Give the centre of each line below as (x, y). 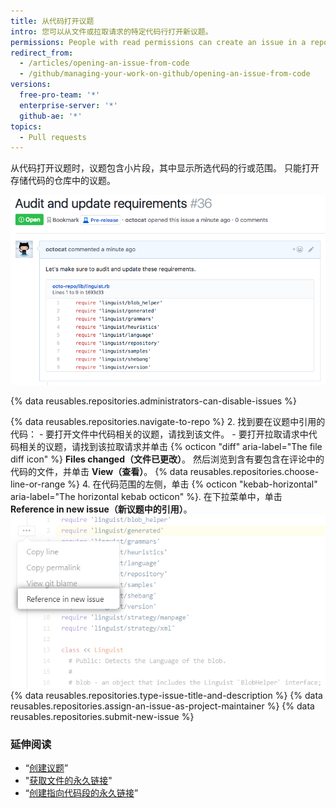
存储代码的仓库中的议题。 (63, 181)
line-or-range (38, 484)
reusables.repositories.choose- (254, 471)
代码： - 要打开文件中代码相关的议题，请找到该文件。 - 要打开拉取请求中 (159, 434)
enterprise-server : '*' (68, 105)
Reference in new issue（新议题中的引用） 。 (101, 509)
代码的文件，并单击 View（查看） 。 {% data (99, 471)
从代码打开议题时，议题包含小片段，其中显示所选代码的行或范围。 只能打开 (165, 168)
